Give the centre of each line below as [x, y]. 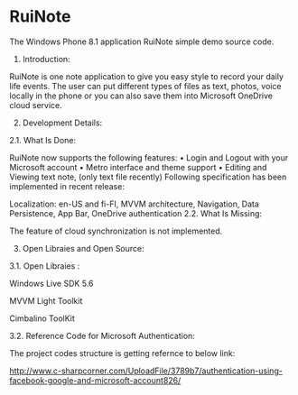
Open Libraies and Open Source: [83, 248]
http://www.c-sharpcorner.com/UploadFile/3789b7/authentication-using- [146, 371]
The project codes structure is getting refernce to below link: [122, 353]
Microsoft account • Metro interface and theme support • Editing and [138, 167]
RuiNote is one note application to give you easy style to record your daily [147, 76]
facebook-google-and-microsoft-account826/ [95, 380]
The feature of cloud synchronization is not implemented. [116, 231]
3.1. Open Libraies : [45, 266]
